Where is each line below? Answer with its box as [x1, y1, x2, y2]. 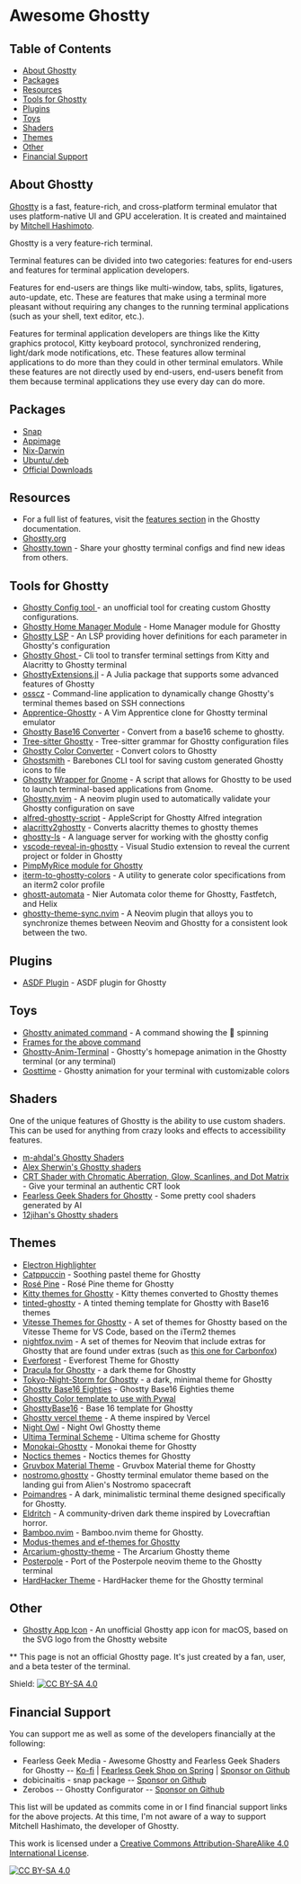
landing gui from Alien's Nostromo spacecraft [22, 1479, 191, 1490]
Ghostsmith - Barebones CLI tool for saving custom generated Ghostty [22, 755, 284, 766]
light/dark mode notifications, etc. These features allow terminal [9, 347, 246, 358]
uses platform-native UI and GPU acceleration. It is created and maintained [9, 211, 288, 221]
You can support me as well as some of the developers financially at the [9, 1728, 276, 1739]
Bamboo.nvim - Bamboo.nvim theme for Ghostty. [22, 1527, 204, 1538]
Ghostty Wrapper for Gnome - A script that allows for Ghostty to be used [22, 775, 292, 785]
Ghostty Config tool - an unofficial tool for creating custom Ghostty [22, 602, 271, 613]
